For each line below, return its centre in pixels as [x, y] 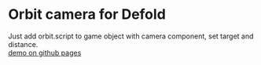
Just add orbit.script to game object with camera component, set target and [131, 36]
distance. [23, 44]
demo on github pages [45, 52]
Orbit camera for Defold [87, 14]
